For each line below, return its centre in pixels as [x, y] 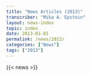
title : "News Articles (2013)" [45, 12]
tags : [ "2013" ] [25, 50]
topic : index [22, 28]
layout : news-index [30, 23]
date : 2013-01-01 [27, 34]
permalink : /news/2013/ [35, 39]
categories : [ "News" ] [33, 45]
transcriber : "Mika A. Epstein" [46, 17]
